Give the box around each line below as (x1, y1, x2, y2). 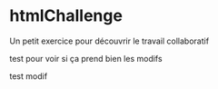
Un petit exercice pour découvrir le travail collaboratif (9, 35, 210, 46)
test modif (9, 70, 48, 82)
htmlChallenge (9, 5, 123, 26)
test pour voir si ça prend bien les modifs (9, 53, 163, 64)
